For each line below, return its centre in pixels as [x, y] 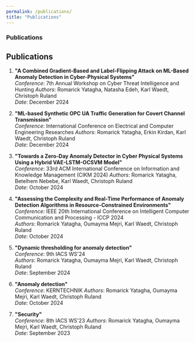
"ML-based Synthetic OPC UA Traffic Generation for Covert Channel [100, 114]
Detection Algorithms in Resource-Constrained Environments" [93, 205]
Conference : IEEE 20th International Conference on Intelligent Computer [102, 211]
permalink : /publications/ [39, 11]
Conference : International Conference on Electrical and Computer [94, 126]
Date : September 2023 [42, 333]
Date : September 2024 [42, 273]
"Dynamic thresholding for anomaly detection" [73, 248]
